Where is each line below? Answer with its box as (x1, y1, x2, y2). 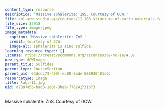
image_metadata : (5, 30, 38, 35)
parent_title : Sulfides (5, 62, 54, 67)
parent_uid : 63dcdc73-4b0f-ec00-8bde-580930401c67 (5, 71, 111, 76)
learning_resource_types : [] (5, 48, 65, 53)
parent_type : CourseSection (5, 67, 63, 72)
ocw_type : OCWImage (5, 57, 45, 62)
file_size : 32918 (5, 21, 41, 26)
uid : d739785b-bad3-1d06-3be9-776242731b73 (5, 84, 96, 90)
